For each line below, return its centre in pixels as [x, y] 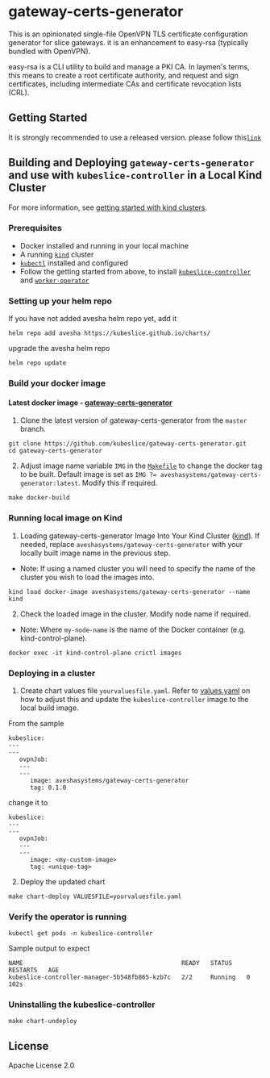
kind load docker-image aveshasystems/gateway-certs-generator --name [129, 591]
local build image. [49, 708]
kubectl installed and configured [74, 263]
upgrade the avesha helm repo [59, 349]
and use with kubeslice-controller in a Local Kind [135, 175]
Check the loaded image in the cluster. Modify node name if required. [135, 614]
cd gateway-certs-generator [56, 451]
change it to [28, 802]
